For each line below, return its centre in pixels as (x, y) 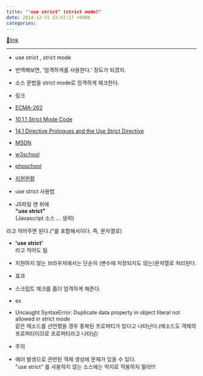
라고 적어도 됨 (31, 250)
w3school (27, 155)
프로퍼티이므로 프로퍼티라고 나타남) (56, 334)
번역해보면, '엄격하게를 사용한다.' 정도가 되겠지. (70, 70)
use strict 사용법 (35, 191)
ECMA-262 (29, 108)
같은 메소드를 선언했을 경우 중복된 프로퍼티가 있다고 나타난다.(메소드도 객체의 (105, 326)
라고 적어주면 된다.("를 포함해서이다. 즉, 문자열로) (64, 231)
